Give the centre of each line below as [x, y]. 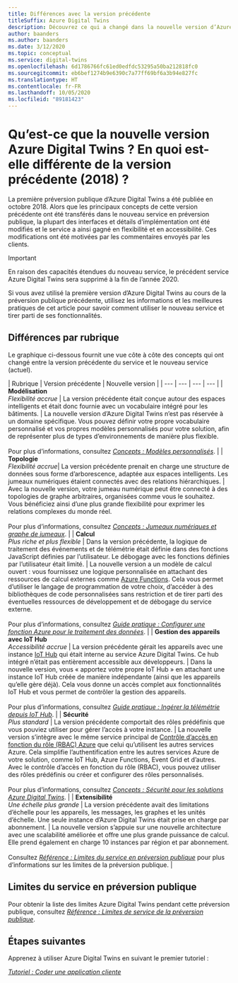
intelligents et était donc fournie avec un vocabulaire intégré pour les [108, 406]
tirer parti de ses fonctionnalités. [55, 315]
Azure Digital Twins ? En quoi [95, 150]
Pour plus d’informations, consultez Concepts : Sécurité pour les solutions [116, 789]
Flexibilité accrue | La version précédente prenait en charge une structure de [119, 466]
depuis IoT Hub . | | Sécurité [48, 714]
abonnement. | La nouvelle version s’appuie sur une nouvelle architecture [115, 827]
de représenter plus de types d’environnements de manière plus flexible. [113, 436]
